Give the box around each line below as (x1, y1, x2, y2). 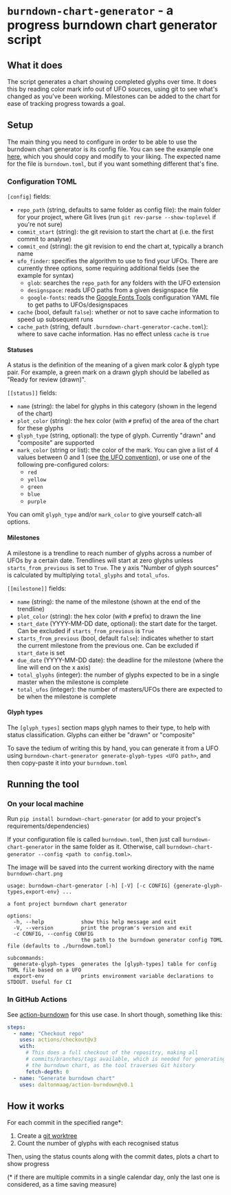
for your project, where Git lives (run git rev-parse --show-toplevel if (16, 213, 217, 221)
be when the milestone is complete (16, 692, 117, 701)
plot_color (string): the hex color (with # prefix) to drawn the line (16, 612, 201, 620)
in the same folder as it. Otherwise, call (54, 842, 166, 851)
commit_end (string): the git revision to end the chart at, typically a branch (16, 242, 223, 250)
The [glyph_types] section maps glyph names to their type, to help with (7, 723, 210, 732)
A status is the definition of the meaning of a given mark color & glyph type (7, 361, 220, 369)
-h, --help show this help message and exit (13, 919, 177, 925)
